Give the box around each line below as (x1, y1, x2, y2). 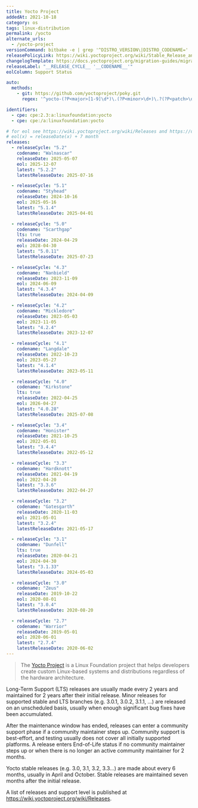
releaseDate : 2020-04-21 (16, 553, 78, 559)
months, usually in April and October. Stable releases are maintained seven (6, 771, 188, 778)
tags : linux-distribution (6, 25, 70, 31)
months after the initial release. (6, 777, 81, 784)
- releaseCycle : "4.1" (11, 340, 67, 347)
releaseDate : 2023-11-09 (16, 275, 78, 281)
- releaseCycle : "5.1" (11, 183, 67, 189)
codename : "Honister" (16, 428, 70, 433)
